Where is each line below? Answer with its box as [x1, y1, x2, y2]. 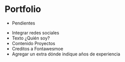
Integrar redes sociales [11, 29, 59, 35]
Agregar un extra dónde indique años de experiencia [11, 51, 121, 57]
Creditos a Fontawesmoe [11, 45, 63, 51]
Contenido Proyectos [11, 40, 55, 46]
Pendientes [11, 20, 35, 26]
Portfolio [4, 3, 41, 15]
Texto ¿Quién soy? [11, 35, 50, 41]
